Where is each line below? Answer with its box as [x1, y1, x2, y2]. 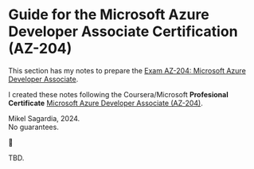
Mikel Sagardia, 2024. [8, 113, 80, 123]
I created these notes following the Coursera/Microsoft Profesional [8, 89, 229, 99]
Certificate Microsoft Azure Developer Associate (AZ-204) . [8, 98, 203, 108]
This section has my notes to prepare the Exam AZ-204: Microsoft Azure [8, 65, 247, 75]
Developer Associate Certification [8, 22, 238, 41]
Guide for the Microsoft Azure [8, 6, 209, 24]
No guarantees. [8, 122, 60, 132]
